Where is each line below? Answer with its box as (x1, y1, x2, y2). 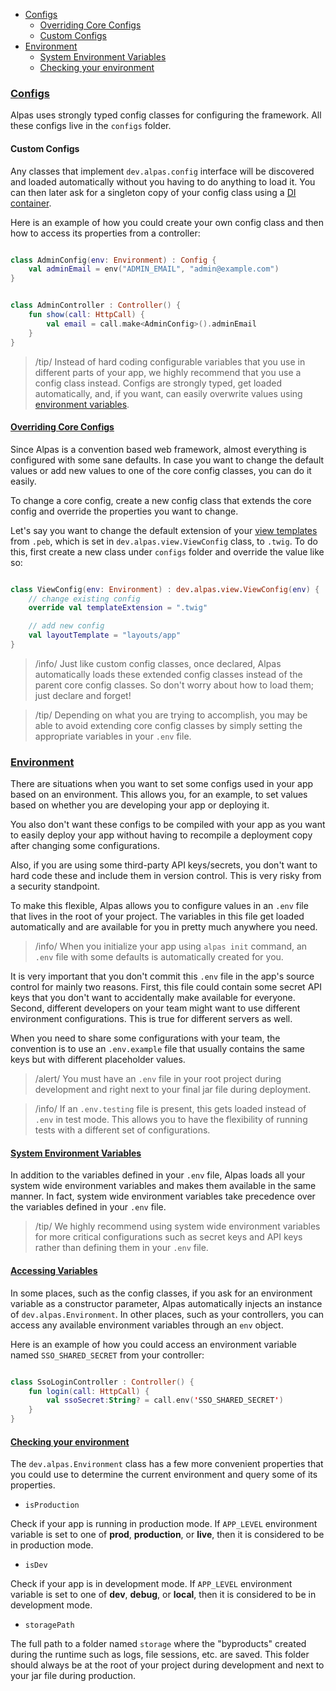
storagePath (24, 1620, 75, 1631)
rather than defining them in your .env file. (34, 1242, 209, 1254)
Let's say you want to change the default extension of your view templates (10, 524, 318, 536)
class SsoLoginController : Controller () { (10, 1377, 195, 1387)
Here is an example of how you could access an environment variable (10, 1338, 297, 1350)
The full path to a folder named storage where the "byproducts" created (10, 1638, 307, 1650)
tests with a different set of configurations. (34, 1124, 211, 1136)
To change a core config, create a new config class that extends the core (10, 494, 312, 506)
